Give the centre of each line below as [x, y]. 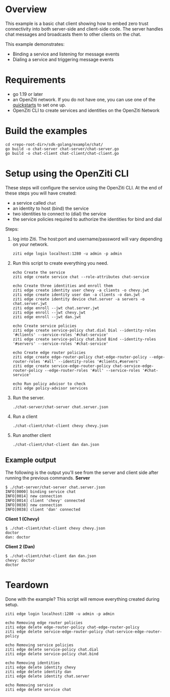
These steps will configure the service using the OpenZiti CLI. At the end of [84, 187]
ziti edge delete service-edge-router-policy [54, 632]
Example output [31, 460]
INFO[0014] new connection [34, 496]
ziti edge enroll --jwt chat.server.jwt [56, 308]
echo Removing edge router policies [44, 623]
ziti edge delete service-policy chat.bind [52, 654]
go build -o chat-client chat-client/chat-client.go [62, 153]
